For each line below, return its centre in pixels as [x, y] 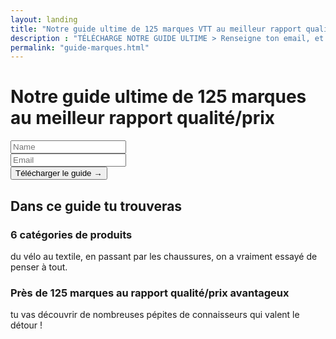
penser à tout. [39, 267]
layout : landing [44, 19]
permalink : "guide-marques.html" [80, 47]
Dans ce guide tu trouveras [96, 206]
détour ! [26, 325]
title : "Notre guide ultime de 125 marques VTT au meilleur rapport [156, 29]
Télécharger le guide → [59, 173]
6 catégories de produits [71, 234]
